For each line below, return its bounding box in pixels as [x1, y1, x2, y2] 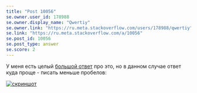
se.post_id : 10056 [6, 36, 51, 42]
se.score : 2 [6, 47, 35, 53]
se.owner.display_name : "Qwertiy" [6, 19, 91, 25]
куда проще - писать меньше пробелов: [6, 68, 107, 76]
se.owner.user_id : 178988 [6, 14, 69, 20]
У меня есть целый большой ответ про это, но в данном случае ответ [6, 63, 182, 70]
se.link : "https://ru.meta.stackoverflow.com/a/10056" [6, 30, 143, 36]
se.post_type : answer [6, 42, 59, 47]
